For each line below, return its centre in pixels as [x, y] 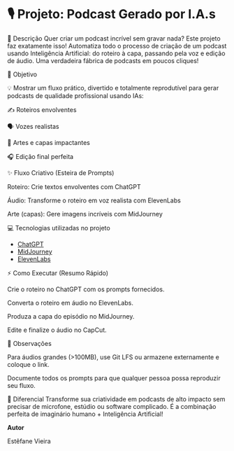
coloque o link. [29, 364]
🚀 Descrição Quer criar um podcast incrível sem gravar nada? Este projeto [114, 38]
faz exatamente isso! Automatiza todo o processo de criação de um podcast [117, 46]
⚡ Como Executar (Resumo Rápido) [58, 273]
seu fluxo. [22, 385]
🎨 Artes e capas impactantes [49, 142]
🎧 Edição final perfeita [41, 156]
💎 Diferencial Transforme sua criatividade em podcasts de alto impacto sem [116, 399]
